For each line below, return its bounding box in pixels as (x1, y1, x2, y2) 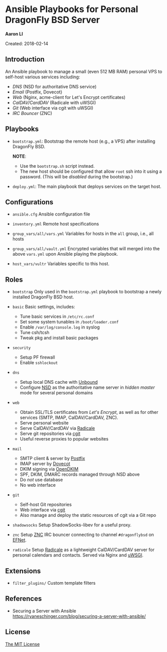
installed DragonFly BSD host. (12, 294, 74, 300)
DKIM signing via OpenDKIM (19, 466, 78, 472)
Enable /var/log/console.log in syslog (19, 324, 100, 330)
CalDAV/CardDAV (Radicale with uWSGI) (12, 99, 96, 105)
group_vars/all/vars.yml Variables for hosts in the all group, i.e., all (12, 231, 154, 237)
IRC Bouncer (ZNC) (12, 110, 52, 116)
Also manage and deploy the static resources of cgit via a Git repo (19, 512, 156, 518)
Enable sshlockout (19, 360, 58, 366)
